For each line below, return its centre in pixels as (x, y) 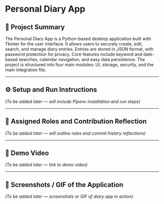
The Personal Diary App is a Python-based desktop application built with (78, 39)
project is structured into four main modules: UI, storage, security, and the (79, 65)
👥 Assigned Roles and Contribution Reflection (76, 121)
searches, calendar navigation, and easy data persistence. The (82, 59)
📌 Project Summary (35, 27)
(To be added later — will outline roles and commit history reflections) (75, 133)
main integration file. (26, 70)
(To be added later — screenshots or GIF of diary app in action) (69, 197)
